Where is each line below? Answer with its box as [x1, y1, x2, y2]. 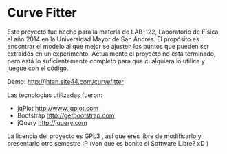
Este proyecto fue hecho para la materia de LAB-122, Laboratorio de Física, [7, 27, 220, 36]
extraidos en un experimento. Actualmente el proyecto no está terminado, [7, 49, 216, 58]
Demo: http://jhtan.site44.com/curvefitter [7, 77, 124, 85]
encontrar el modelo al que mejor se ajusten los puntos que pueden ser [7, 42, 210, 50]
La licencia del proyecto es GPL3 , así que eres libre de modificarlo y [7, 132, 202, 140]
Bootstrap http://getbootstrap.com [17, 111, 115, 120]
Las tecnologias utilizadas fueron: [7, 91, 103, 99]
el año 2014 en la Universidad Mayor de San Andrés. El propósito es [7, 34, 199, 43]
